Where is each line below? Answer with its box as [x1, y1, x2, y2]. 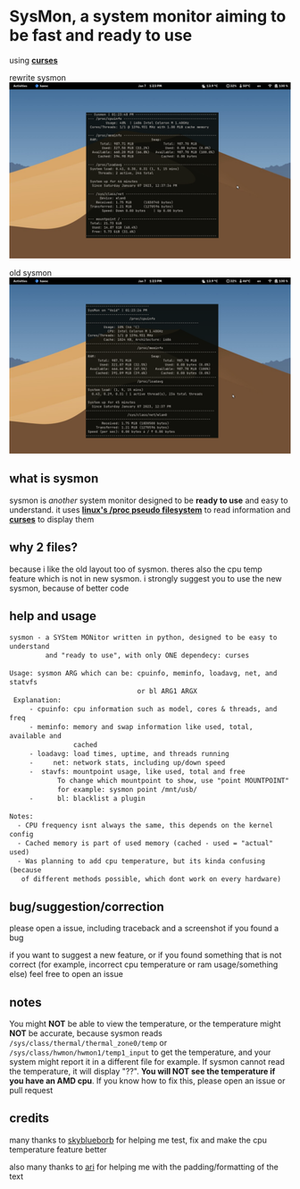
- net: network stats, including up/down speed [29, 759, 226, 768]
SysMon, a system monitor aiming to [9, 6, 287, 27]
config [9, 830, 34, 839]
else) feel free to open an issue [9, 969, 123, 980]
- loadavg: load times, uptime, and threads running [29, 750, 229, 759]
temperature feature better [9, 1143, 107, 1155]
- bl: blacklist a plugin [29, 794, 146, 803]
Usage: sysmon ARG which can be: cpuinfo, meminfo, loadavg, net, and [9, 669, 278, 678]
